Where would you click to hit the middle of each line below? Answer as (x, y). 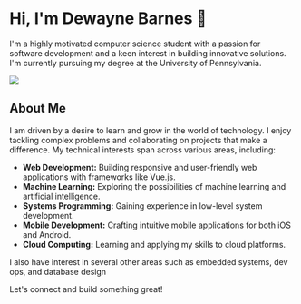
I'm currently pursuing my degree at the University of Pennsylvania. (136, 63)
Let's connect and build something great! (86, 289)
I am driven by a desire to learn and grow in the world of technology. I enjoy (150, 130)
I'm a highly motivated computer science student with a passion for (135, 44)
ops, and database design (58, 271)
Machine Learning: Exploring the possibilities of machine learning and (154, 186)
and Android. (47, 234)
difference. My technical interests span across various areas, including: (143, 150)
